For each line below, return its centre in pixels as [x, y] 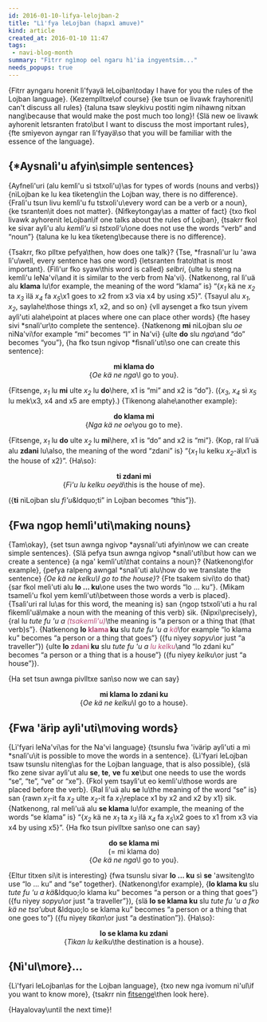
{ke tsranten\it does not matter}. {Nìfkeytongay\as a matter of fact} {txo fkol [132, 211]
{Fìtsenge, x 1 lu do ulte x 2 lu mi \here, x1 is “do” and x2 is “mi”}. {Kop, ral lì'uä [133, 441]
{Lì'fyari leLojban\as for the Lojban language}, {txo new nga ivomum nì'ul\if [132, 986]
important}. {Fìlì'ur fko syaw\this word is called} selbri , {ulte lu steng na [125, 269]
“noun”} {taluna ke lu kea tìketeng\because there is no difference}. [117, 236]
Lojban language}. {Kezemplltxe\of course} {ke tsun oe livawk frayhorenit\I [131, 99]
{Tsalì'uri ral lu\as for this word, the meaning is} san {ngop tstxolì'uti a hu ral [133, 604]
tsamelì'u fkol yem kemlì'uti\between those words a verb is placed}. [119, 596]
